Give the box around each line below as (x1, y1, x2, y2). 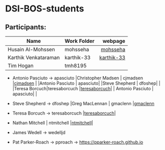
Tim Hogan (7, 62, 34, 69)
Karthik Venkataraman (7, 54, 60, 61)
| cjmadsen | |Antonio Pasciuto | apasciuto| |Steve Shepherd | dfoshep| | (12, 80, 161, 86)
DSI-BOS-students (5, 3, 84, 14)
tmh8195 (64, 62, 87, 69)
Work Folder (64, 38, 95, 44)
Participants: (5, 23, 46, 31)
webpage (102, 38, 125, 44)
